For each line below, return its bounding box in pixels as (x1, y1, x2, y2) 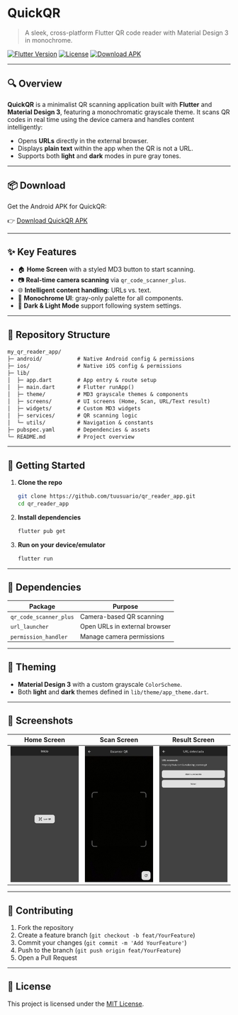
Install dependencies (17, 512, 81, 522)
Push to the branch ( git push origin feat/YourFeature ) (17, 946, 181, 954)
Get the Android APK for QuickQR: (7, 202, 108, 211)
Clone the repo (17, 478, 62, 486)
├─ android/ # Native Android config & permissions (7, 356, 195, 363)
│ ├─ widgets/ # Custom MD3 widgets (7, 405, 141, 413)
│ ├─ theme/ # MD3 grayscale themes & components (7, 391, 189, 398)
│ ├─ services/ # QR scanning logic (7, 413, 138, 420)
